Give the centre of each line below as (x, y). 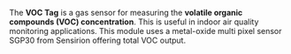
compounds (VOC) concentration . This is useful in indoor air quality (134, 22)
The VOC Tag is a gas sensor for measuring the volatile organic (126, 13)
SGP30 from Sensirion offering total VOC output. (98, 40)
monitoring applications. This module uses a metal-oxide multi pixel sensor (145, 31)
